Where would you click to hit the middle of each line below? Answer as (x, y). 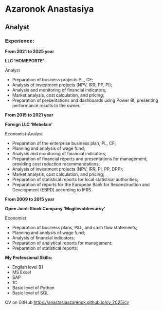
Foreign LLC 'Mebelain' (29, 124)
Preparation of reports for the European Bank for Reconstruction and (81, 184)
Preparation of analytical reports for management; (62, 243)
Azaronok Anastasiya (49, 9)
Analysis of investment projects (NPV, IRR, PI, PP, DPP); (68, 169)
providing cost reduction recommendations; (56, 164)
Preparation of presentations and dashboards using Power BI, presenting (85, 100)
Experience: (20, 41)
